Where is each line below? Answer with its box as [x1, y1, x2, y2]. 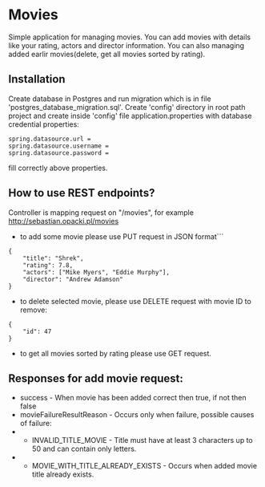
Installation [8, 72, 66, 86]
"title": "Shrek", [22, 254, 84, 262]
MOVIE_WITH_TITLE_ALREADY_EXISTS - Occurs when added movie [31, 461, 258, 471]
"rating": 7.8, [22, 261, 74, 270]
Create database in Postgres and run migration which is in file [8, 94, 211, 103]
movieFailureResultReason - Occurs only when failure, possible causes [19, 410, 255, 420]
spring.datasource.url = [8, 135, 91, 143]
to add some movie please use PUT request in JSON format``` [19, 231, 224, 241]
